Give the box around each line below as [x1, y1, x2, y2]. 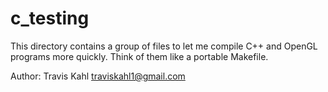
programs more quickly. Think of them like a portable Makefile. [10, 50, 269, 62]
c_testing [10, 7, 90, 30]
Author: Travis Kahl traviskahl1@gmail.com [10, 70, 186, 82]
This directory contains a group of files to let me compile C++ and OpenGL [10, 40, 318, 52]
